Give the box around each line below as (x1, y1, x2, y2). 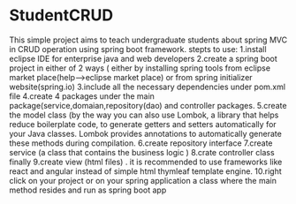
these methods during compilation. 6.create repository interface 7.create (9, 138, 273, 148)
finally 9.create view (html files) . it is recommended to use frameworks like (9, 156, 283, 167)
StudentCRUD (9, 5, 113, 26)
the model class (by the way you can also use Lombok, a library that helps (9, 110, 279, 120)
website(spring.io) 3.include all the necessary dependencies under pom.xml (9, 81, 285, 92)
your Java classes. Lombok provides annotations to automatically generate (9, 128, 283, 139)
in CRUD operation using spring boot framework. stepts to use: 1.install (9, 43, 267, 54)
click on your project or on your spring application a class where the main (9, 175, 277, 185)
